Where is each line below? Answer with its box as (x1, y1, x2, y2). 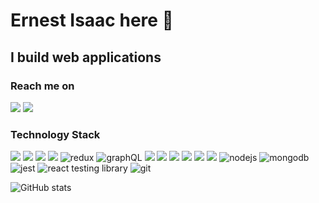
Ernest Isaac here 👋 (10, 9, 174, 32)
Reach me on (10, 79, 75, 93)
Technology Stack (10, 127, 101, 141)
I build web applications (10, 49, 162, 66)
